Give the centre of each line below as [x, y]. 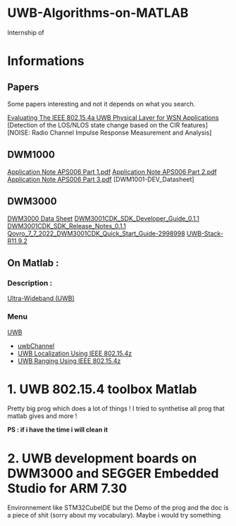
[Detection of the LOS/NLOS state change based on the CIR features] [108, 125]
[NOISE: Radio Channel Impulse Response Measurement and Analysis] [110, 133]
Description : [30, 283]
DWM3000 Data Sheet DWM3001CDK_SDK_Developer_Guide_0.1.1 [103, 218]
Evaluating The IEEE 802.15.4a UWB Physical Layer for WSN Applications [113, 117]
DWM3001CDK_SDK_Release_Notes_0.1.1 [67, 226]
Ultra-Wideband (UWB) [41, 298]
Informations [46, 61]
